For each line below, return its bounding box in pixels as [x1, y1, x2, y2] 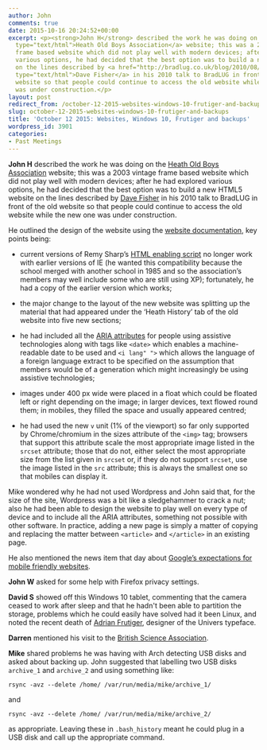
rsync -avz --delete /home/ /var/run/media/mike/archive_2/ [8, 709, 212, 718]
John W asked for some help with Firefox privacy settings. [8, 577, 200, 586]
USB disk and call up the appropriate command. [8, 733, 165, 742]
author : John [8, 11, 52, 20]
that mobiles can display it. [19, 471, 108, 481]
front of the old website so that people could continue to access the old [8, 201, 242, 211]
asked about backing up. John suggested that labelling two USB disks [8, 657, 237, 666]
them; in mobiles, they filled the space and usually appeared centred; [19, 405, 246, 414]
